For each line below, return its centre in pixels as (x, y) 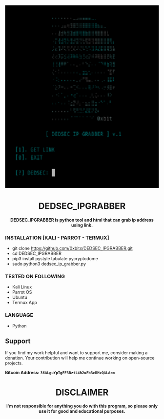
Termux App (25, 303)
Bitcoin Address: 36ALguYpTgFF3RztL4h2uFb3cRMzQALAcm (60, 373)
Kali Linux (22, 287)
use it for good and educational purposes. (82, 411)
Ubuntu (20, 297)
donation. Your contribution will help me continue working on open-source (80, 358)
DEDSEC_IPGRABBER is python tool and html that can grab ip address (82, 220)
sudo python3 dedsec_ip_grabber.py (49, 264)
